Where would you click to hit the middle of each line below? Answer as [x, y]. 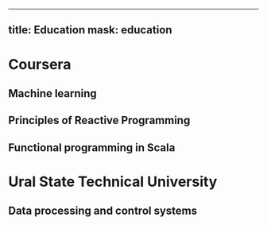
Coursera [40, 64]
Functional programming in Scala [92, 147]
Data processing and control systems [103, 211]
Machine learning [52, 93]
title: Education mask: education [90, 30]
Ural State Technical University [113, 182]
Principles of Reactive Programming [99, 120]
